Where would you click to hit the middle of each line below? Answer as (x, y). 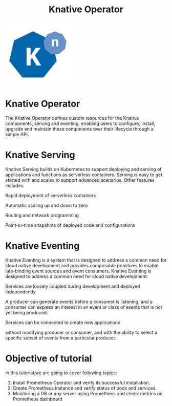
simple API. (17, 134)
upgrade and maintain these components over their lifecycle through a (79, 129)
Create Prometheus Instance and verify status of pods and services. (85, 388)
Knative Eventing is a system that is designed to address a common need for (86, 260)
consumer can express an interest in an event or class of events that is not (84, 307)
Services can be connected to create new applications (63, 322)
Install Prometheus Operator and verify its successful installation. (81, 382)
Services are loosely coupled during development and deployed (73, 286)
